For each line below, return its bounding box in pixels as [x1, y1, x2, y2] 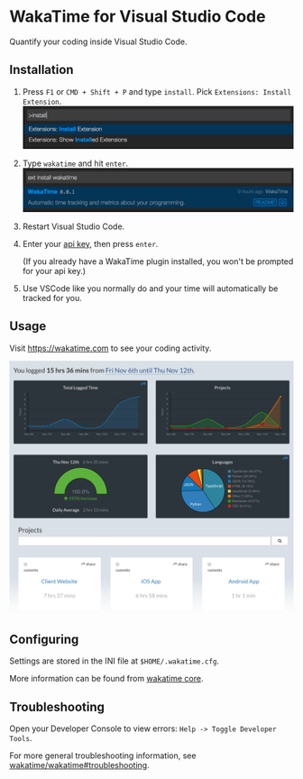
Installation [9, 62, 74, 78]
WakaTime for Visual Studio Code [9, 6, 266, 27]
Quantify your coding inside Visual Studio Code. [9, 36, 188, 47]
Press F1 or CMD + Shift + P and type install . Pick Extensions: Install [22, 86, 291, 96]
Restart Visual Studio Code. [22, 221, 125, 232]
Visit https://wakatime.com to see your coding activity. [9, 343, 212, 353]
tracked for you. [22, 292, 83, 303]
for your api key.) [22, 265, 87, 276]
